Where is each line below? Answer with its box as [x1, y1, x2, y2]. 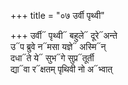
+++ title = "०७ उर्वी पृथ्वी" [10, 10, 105, 21]
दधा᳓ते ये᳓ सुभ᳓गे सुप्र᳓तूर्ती [10, 52, 95, 64]
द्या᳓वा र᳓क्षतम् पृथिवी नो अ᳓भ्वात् [10, 63, 113, 75]
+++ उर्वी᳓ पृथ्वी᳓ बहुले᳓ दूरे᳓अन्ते [10, 30, 118, 41]
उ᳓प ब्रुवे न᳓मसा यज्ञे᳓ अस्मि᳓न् [10, 41, 107, 52]
